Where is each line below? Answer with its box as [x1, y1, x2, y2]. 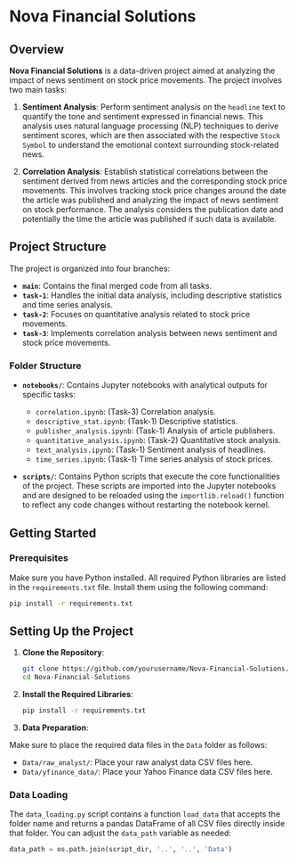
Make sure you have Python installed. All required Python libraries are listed [9, 572, 286, 583]
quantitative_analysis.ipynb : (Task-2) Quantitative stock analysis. [35, 435, 282, 446]
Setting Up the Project [9, 624, 134, 639]
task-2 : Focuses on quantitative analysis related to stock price [21, 308, 251, 319]
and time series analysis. [21, 299, 114, 309]
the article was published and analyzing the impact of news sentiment [21, 194, 278, 205]
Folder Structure [9, 359, 82, 372]
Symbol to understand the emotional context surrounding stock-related [21, 140, 279, 150]
